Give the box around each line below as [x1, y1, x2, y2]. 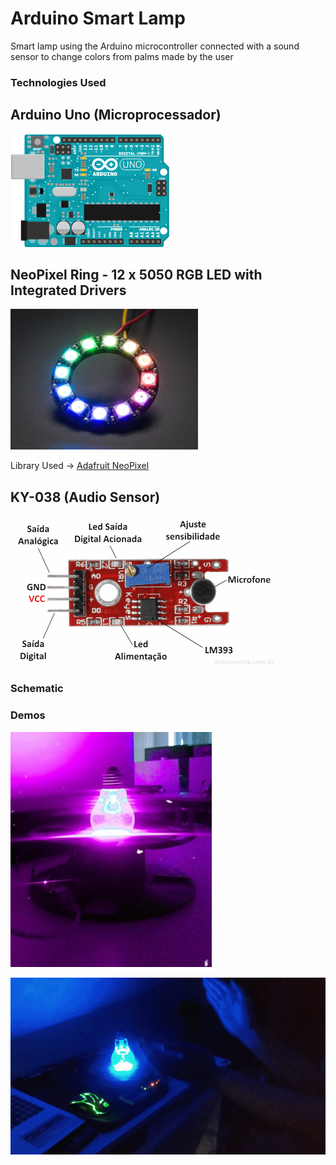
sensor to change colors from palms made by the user [10, 50, 234, 62]
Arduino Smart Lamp [10, 7, 186, 30]
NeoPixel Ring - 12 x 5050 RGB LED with [10, 267, 263, 284]
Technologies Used [10, 75, 107, 89]
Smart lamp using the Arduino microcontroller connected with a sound [10, 40, 300, 52]
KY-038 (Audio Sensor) [10, 488, 161, 506]
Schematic [10, 682, 64, 696]
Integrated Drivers [10, 282, 127, 299]
